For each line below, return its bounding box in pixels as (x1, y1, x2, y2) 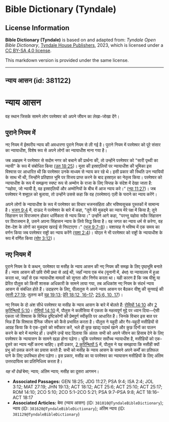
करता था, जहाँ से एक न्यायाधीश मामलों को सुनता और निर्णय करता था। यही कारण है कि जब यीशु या (5, 275, 160, 281)
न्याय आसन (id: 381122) (5, 76, 71, 85)
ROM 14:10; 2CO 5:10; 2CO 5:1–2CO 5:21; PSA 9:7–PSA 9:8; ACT (12, 389, 146, 395)
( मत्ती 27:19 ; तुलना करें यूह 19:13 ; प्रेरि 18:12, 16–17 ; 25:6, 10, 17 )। (5, 291, 123, 297)
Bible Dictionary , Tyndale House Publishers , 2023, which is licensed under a (5, 42, 163, 48)
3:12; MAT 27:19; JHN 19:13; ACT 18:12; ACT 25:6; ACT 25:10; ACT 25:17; (12, 383, 162, 390)
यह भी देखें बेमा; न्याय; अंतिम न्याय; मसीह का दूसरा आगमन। (5, 368, 100, 374)
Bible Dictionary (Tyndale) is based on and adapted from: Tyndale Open (5, 37, 156, 43)
